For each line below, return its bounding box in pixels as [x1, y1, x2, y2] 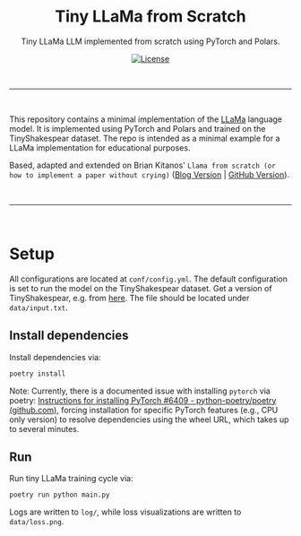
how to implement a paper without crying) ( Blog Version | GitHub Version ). [9, 169, 289, 180]
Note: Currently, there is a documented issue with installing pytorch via [9, 385, 271, 396]
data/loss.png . [9, 516, 64, 527]
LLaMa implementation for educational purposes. [9, 142, 191, 153]
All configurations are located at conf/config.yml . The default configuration [9, 273, 288, 284]
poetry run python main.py [9, 490, 110, 499]
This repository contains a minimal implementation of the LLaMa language [9, 114, 283, 125]
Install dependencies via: [9, 351, 101, 362]
